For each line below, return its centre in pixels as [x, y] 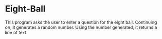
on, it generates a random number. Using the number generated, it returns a [81, 27]
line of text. [16, 32]
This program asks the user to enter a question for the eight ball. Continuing [81, 22]
